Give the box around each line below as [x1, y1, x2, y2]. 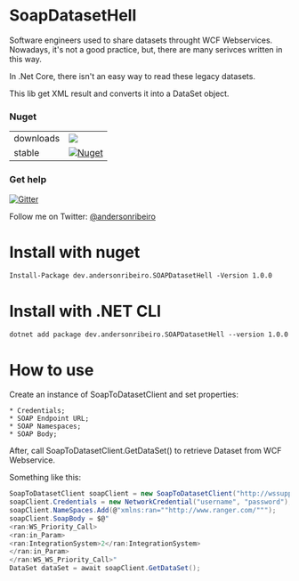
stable [13, 147, 40, 159]
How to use [9, 359, 94, 380]
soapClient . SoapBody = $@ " [9, 513, 109, 523]
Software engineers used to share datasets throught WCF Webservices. [9, 35, 273, 45]
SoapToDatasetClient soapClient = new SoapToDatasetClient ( [9, 489, 238, 498]
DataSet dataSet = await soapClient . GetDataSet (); [9, 564, 201, 573]
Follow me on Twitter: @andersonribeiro [9, 211, 156, 222]
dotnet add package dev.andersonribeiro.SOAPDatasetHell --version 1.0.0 [9, 330, 289, 339]
